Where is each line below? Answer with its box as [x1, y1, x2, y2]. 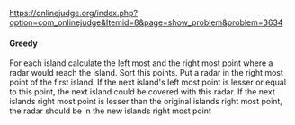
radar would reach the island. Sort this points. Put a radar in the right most [9, 67, 283, 78]
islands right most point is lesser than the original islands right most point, [9, 96, 283, 107]
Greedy [9, 38, 38, 49]
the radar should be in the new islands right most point [9, 105, 211, 116]
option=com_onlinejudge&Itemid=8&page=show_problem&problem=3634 [9, 17, 283, 28]
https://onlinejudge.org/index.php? [9, 8, 138, 18]
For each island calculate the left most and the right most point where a [9, 58, 273, 68]
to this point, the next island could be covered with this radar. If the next [9, 86, 276, 97]
